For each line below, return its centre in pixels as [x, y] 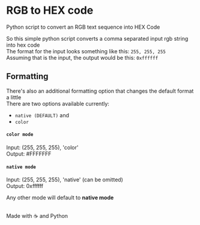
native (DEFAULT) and [42, 115]
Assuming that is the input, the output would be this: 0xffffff [82, 57]
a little [14, 97]
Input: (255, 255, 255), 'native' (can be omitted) [65, 180]
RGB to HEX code [50, 10]
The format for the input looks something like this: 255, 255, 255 [86, 51]
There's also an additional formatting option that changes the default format [100, 91]
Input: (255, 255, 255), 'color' [42, 147]
